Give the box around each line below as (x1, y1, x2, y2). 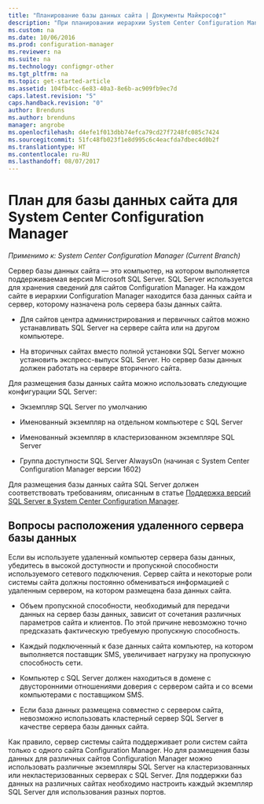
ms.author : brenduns (8, 114, 76, 122)
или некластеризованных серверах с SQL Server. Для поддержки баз (8, 770, 242, 780)
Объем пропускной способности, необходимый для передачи (19, 600, 230, 610)
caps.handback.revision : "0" (8, 99, 104, 107)
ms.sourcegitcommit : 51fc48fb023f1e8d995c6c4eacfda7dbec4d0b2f (8, 135, 220, 144)
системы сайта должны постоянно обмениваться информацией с (8, 577, 229, 586)
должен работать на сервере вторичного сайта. (19, 363, 182, 373)
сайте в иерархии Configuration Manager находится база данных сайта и (8, 292, 252, 301)
